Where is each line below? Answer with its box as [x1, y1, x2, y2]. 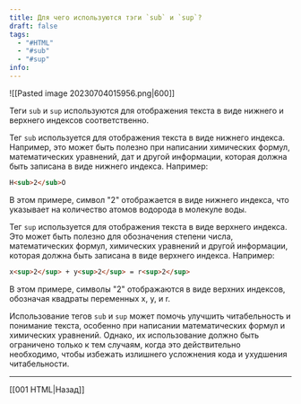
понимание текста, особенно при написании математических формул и [9, 320, 286, 330]
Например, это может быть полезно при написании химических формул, [9, 141, 290, 153]
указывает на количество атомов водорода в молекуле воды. [9, 204, 247, 215]
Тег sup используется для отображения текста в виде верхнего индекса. [9, 221, 288, 232]
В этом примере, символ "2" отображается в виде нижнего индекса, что [9, 194, 289, 205]
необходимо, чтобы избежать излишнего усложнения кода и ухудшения [9, 348, 288, 359]
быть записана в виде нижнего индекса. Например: [9, 161, 209, 171]
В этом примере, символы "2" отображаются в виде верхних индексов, [9, 284, 286, 294]
